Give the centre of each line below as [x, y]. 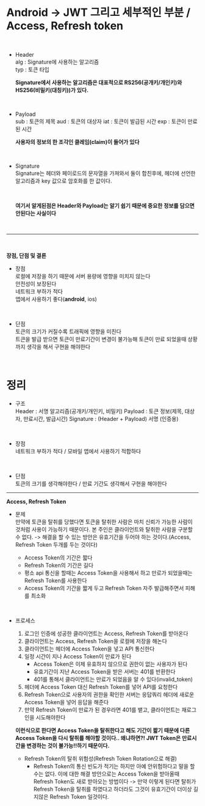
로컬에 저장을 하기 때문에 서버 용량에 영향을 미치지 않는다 [83, 276]
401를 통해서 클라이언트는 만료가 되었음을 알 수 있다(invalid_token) [113, 679]
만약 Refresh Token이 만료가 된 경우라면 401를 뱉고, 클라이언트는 [102, 710]
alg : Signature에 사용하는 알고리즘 [57, 62]
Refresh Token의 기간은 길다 [59, 565]
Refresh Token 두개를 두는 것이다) [56, 544]
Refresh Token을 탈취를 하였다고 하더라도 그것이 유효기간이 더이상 [113, 789]
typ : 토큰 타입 [32, 69]
